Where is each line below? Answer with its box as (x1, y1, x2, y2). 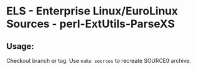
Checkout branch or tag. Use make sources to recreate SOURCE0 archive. (6, 57, 191, 64)
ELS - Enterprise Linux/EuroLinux (6, 4, 179, 18)
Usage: (6, 41, 35, 51)
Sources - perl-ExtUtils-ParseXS (6, 17, 175, 31)
